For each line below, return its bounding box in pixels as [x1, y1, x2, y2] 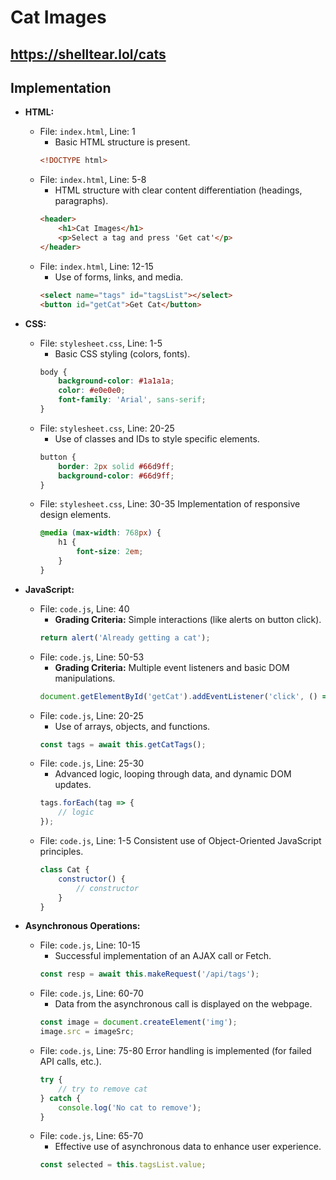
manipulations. [54, 672, 116, 684]
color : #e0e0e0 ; [58, 386, 126, 396]
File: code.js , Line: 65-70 [39, 1130, 144, 1142]
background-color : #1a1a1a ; [58, 376, 175, 386]
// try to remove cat [58, 1084, 148, 1094]
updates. [54, 779, 92, 791]
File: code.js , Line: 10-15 [39, 939, 141, 951]
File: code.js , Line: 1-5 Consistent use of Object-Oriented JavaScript [39, 835, 322, 847]
